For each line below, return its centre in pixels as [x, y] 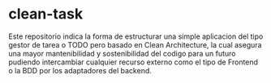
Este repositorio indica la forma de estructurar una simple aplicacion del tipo [136, 36]
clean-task [46, 14]
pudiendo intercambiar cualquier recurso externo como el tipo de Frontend [133, 62]
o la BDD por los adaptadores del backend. [80, 70]
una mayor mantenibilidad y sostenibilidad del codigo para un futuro [122, 53]
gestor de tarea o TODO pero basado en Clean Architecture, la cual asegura [135, 44]
